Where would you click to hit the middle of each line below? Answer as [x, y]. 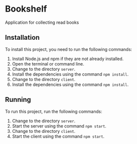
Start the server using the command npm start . [59, 126]
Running [18, 100]
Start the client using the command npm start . [58, 136]
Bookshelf [26, 9]
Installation [22, 38]
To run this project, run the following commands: [54, 111]
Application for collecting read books [42, 22]
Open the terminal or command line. [48, 64]
